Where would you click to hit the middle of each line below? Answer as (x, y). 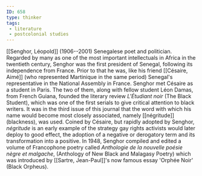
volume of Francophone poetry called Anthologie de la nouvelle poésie (95, 148)
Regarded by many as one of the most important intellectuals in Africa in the (101, 58)
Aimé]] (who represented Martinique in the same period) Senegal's (90, 77)
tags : (13, 23)
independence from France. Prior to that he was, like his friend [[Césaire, (97, 71)
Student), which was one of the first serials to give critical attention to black (100, 102)
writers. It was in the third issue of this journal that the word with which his (99, 109)
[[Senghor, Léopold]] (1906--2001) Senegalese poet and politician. (89, 51)
